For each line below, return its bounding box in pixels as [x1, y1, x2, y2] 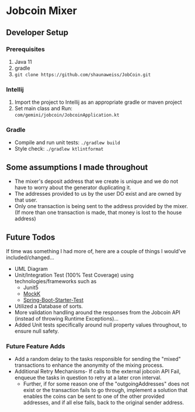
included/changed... [6, 254, 54, 261]
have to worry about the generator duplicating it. [14, 184, 131, 191]
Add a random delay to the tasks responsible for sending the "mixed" [14, 356, 181, 363]
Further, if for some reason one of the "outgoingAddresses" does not [23, 380, 190, 387]
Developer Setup [6, 28, 69, 38]
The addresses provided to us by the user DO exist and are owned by [14, 190, 182, 198]
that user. [14, 196, 38, 203]
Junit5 [23, 284, 39, 291]
